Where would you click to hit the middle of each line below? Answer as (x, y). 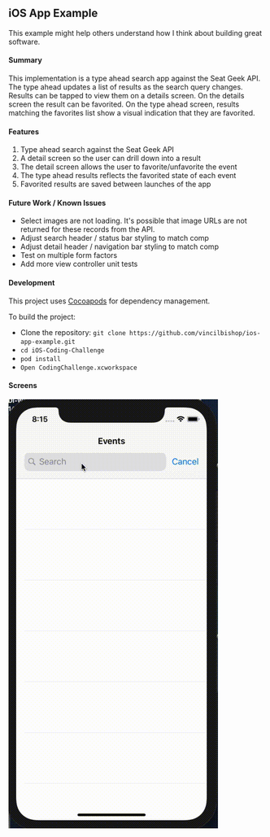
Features (24, 131)
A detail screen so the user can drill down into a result (110, 159)
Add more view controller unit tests (79, 264)
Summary (25, 60)
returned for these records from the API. (87, 229)
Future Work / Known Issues (57, 203)
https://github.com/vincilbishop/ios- (195, 333)
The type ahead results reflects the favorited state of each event (128, 176)
